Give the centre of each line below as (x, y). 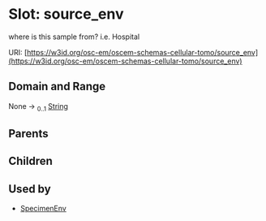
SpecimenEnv (43, 209)
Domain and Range (57, 87)
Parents (28, 134)
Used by (30, 189)
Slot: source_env (66, 14)
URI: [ (18, 52)
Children (30, 161)
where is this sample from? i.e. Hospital (74, 37)
